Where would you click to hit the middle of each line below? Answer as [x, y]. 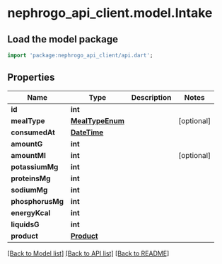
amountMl [28, 155]
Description [151, 97]
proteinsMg [31, 178]
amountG [27, 144]
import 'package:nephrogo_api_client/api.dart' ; [80, 55]
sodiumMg [29, 190]
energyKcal [31, 212]
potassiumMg [35, 166]
